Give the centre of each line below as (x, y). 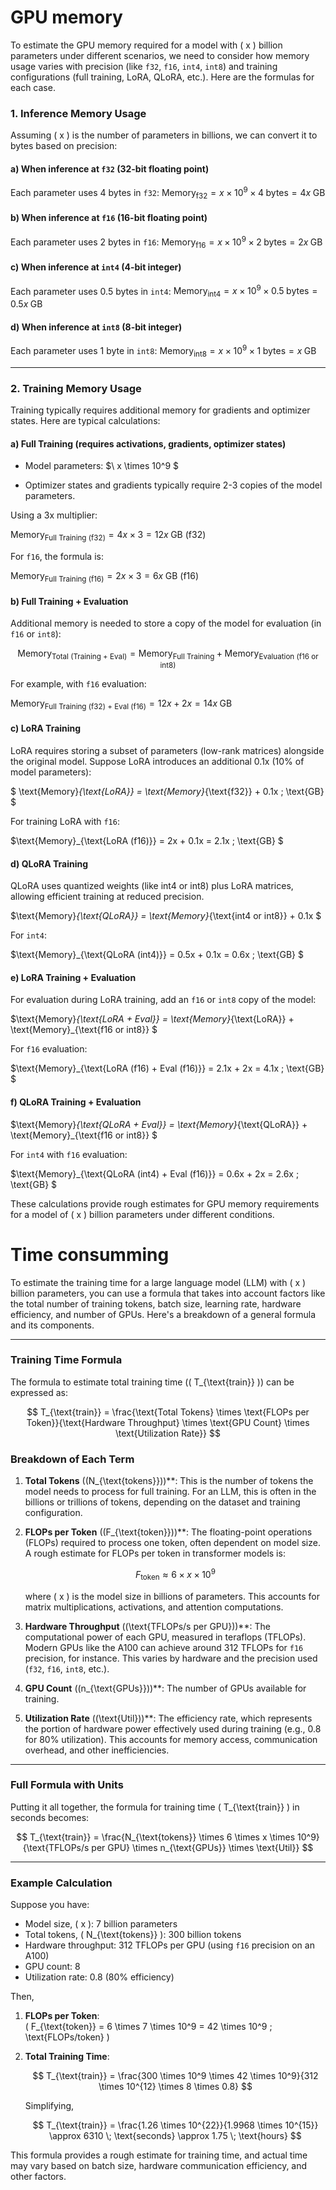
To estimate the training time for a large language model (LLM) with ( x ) (158, 1282)
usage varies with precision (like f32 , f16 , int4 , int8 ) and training (144, 66)
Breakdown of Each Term (72, 1459)
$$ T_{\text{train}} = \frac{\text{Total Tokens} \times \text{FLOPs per (168, 1412)
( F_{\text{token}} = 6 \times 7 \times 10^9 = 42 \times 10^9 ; (148, 2027)
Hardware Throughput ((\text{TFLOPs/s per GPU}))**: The (147, 1626)
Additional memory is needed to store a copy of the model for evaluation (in (166, 623)
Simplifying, (49, 2106)
